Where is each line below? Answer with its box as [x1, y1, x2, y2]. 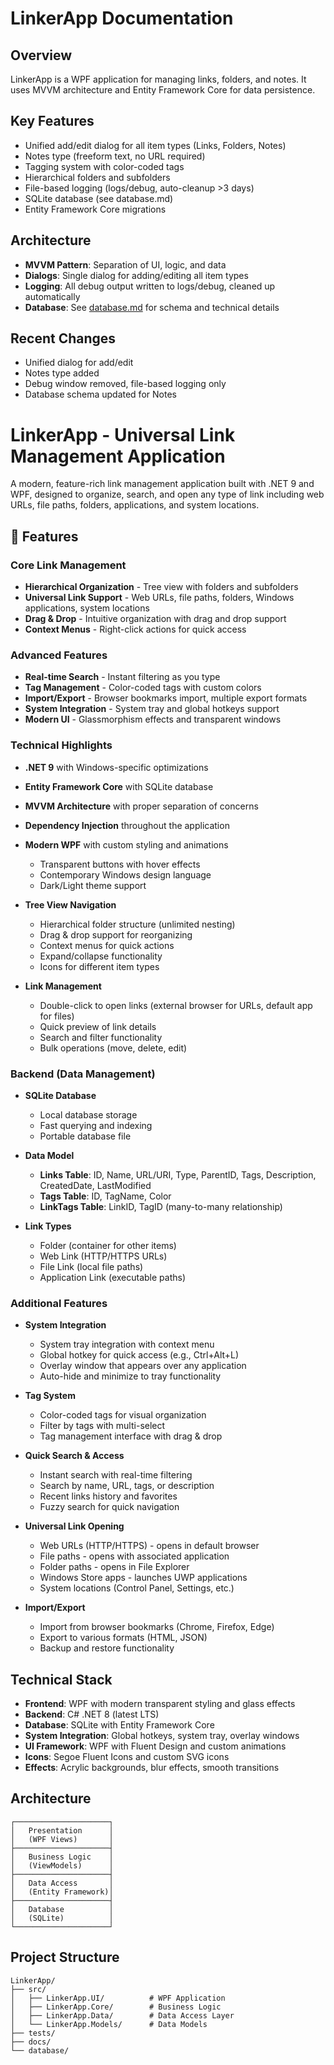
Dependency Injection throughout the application [24, 819, 230, 831]
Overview [10, 47, 73, 64]
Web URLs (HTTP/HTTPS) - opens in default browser [39, 1540, 260, 1552]
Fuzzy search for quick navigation [39, 1501, 180, 1513]
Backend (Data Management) [10, 1067, 156, 1081]
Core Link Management [10, 558, 127, 572]
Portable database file [39, 1130, 132, 1142]
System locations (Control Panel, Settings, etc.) [39, 1582, 235, 1594]
